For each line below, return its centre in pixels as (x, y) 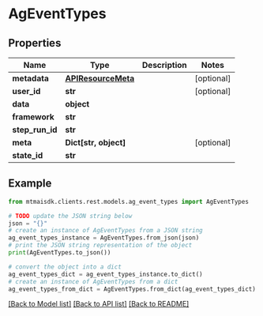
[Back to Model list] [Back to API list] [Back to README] (99, 304)
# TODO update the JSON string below (70, 216)
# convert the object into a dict (65, 267)
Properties (35, 43)
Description (164, 65)
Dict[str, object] (96, 143)
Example (30, 184)
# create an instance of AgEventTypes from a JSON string (105, 231)
